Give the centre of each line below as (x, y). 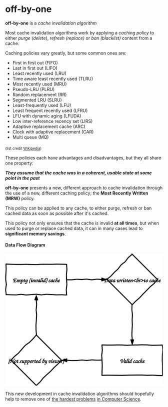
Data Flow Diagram (25, 245)
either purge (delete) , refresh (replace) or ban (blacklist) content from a (79, 38)
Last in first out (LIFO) (35, 68)
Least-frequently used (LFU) (42, 105)
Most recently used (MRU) (39, 84)
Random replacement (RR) (39, 94)
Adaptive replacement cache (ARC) (49, 126)
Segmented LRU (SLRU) (37, 100)
